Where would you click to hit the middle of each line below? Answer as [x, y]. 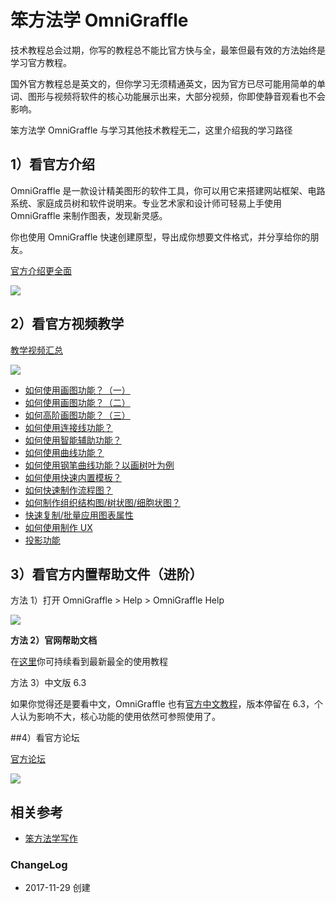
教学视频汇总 [36, 350]
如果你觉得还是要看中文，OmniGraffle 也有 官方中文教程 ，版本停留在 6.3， [162, 704]
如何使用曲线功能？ [64, 452]
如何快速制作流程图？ [68, 490]
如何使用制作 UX [58, 527]
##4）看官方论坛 [45, 738]
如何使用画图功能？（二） [77, 402]
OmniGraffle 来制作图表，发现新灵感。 [89, 215]
